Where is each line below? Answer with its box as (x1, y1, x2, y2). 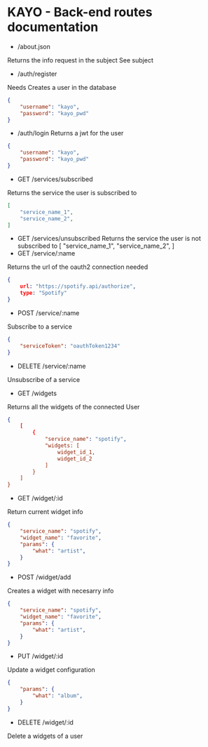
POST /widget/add (17, 573, 71, 581)
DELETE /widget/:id (17, 718, 74, 727)
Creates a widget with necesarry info (7, 587, 114, 595)
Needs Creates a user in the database (7, 83, 117, 91)
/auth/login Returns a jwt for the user (17, 129, 124, 138)
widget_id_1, (57, 449, 96, 456)
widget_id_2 (57, 455, 92, 462)
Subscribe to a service (7, 322, 72, 331)
